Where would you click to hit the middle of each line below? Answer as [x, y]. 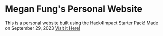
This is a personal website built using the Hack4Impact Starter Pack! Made [82, 23]
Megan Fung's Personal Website [74, 9]
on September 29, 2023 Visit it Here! [43, 28]
